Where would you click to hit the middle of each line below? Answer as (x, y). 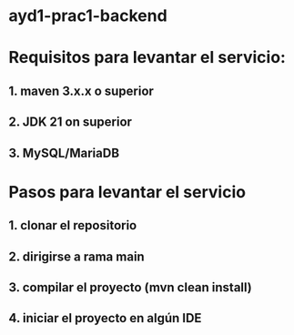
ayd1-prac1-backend (88, 16)
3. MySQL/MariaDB (64, 152)
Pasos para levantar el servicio (127, 192)
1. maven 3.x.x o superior (81, 91)
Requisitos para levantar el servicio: (147, 58)
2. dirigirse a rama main (76, 256)
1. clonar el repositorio (73, 225)
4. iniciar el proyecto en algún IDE (105, 318)
